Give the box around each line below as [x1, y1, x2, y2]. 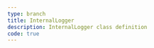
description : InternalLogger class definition [7, 23, 148, 30]
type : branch [7, 10, 46, 18]
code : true [7, 30, 40, 37]
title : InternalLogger [7, 17, 75, 24]
